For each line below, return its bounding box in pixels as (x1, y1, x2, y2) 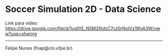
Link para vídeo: (5, 20, 38, 26)
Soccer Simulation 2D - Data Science (5, 3, 161, 15)
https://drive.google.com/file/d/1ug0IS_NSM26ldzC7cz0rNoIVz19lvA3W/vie (5, 25, 160, 31)
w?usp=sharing (5, 30, 37, 36)
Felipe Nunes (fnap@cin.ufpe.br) (5, 45, 73, 51)
